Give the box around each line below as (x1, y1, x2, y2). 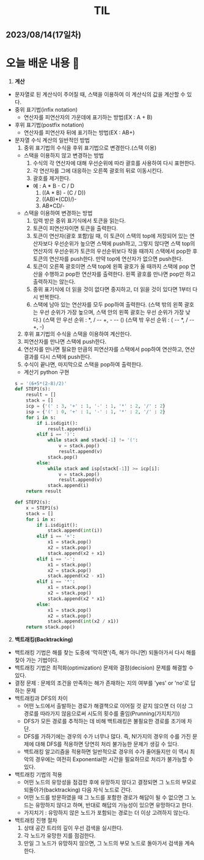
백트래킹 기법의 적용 (14, 771, 62, 778)
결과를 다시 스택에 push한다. (23, 353, 92, 360)
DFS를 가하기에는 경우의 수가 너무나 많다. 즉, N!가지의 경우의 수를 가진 (23, 733, 191, 740)
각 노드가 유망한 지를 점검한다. (23, 832, 96, 839)
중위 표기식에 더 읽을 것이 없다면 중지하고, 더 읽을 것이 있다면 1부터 (32, 285, 192, 293)
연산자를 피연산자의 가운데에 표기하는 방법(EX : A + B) (23, 114, 153, 121)
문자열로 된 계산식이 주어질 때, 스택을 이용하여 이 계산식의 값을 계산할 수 (14, 90, 186, 98)
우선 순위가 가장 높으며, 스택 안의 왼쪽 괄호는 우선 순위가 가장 (39, 308, 184, 316)
